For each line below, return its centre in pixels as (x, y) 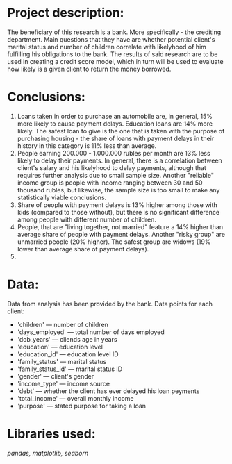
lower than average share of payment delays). (83, 249)
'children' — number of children (63, 324)
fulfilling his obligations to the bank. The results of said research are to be (113, 54)
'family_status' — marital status (62, 361)
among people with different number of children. (86, 219)
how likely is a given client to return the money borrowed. (89, 69)
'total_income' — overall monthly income (75, 398)
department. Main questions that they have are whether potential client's (111, 39)
